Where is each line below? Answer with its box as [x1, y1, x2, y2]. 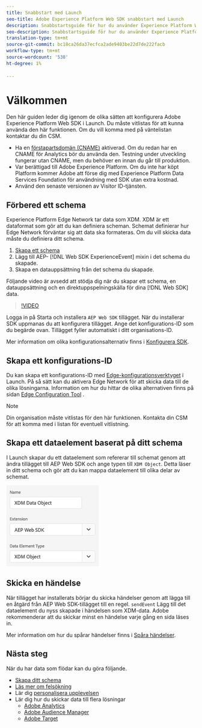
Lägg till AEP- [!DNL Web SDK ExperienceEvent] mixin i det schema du [14, 253, 191, 261]
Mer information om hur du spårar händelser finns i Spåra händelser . [6, 631, 176, 638]
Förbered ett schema [6, 200, 86, 210]
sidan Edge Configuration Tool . [6, 391, 85, 398]
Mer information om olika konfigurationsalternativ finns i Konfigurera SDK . [6, 338, 189, 345]
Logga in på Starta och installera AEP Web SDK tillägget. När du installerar [6, 313, 185, 321]
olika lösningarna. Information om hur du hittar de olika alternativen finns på [6, 384, 194, 392]
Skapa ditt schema [14, 676, 61, 683]
